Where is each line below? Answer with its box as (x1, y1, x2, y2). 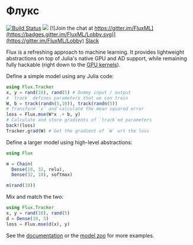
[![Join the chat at (50, 24, 94, 31)
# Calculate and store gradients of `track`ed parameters (6, 117, 152, 123)
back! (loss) (6, 122, 36, 128)
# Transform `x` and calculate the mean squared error (6, 106, 144, 112)
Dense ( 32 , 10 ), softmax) (11, 172, 73, 178)
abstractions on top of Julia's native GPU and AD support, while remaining (6, 54, 188, 62)
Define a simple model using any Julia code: (6, 72, 114, 79)
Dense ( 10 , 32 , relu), (11, 166, 65, 172)
